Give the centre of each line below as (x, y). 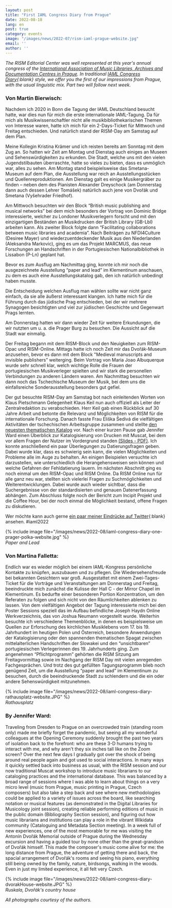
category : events (24, 34)
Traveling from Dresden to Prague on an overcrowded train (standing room (84, 727)
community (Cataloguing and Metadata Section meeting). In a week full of (83, 825)
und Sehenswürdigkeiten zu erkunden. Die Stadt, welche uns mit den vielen (85, 157)
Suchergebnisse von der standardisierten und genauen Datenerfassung (81, 490)
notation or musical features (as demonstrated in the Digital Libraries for (82, 803)
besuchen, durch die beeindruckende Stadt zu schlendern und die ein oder (85, 676)
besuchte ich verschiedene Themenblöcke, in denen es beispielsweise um (84, 621)
